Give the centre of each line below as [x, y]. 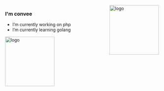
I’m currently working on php [42, 25]
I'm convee [19, 14]
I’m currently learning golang [41, 30]
